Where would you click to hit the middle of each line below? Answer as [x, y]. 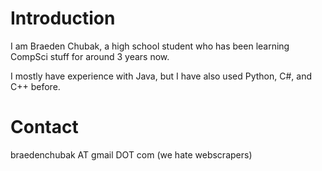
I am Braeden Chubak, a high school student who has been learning [150, 46]
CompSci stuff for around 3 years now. [90, 56]
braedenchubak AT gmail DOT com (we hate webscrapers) [131, 154]
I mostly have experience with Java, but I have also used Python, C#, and [161, 76]
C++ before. [35, 86]
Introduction [63, 18]
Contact [44, 127]
